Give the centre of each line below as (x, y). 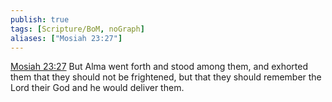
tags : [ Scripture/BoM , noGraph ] (77, 29)
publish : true (40, 19)
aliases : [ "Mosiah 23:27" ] (66, 38)
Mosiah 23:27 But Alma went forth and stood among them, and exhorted (159, 67)
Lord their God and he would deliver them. (97, 88)
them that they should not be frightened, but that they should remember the (166, 77)
